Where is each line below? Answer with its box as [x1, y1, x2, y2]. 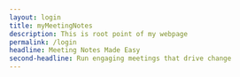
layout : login [9, 12, 62, 22]
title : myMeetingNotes [9, 21, 93, 30]
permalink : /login [9, 37, 77, 47]
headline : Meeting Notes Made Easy [9, 46, 141, 55]
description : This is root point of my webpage [9, 29, 189, 38]
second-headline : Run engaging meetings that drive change [9, 54, 232, 63]
